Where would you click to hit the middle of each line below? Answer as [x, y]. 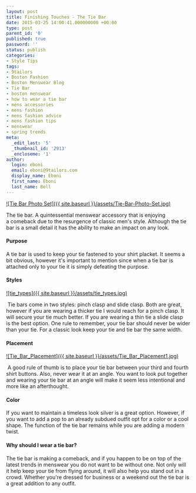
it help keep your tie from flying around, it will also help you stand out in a [95, 471]
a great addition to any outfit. [41, 483]
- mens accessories [30, 105]
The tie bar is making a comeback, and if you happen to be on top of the [94, 458]
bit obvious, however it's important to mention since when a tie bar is [90, 260]
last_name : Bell [31, 187]
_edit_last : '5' [31, 143]
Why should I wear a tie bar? [41, 445]
